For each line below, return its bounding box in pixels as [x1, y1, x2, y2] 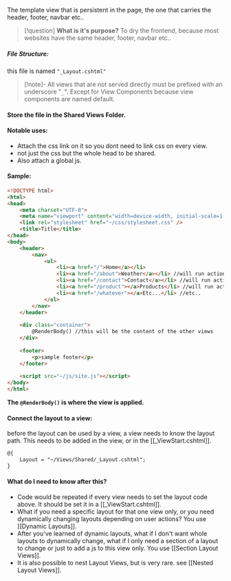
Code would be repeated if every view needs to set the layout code [16, 493, 208, 501]
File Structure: [7, 50, 49, 58]
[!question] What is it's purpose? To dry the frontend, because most [23, 27, 219, 34]
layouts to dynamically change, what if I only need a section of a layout [16, 537, 219, 545]
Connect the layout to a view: [7, 414, 93, 422]
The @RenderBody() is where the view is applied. [7, 398, 144, 406]
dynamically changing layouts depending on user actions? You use [16, 515, 206, 522]
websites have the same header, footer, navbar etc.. [23, 34, 172, 42]
